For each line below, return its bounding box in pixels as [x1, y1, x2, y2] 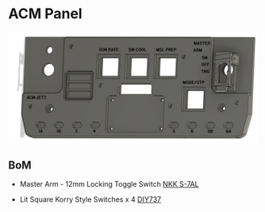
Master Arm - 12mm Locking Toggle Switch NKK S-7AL [19, 180, 200, 189]
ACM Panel [8, 5, 83, 23]
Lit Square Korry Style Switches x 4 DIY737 [19, 195, 161, 204]
